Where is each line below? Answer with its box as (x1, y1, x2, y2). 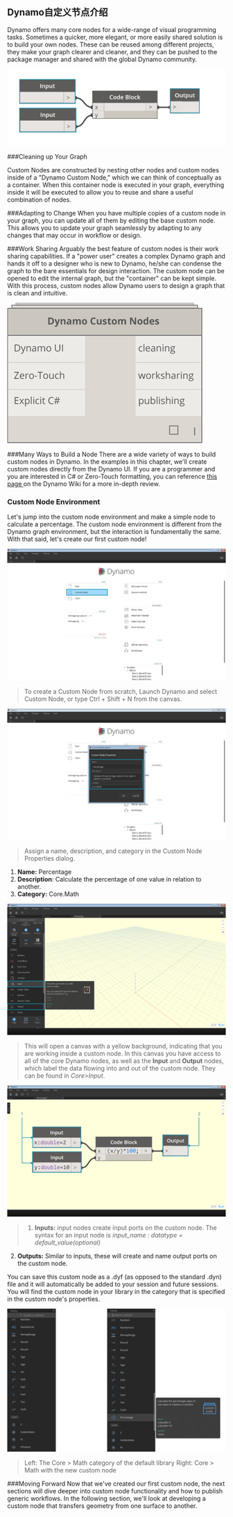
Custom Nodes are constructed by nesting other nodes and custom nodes (7, 166, 220, 175)
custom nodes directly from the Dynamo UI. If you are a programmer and (7, 465, 216, 473)
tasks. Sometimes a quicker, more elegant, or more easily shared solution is (7, 33, 223, 41)
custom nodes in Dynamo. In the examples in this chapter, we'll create (7, 457, 207, 466)
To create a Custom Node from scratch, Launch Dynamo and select (24, 687, 217, 695)
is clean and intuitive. (7, 289, 68, 298)
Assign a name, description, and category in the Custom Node (24, 847, 202, 855)
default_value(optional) (34, 1238, 101, 1247)
